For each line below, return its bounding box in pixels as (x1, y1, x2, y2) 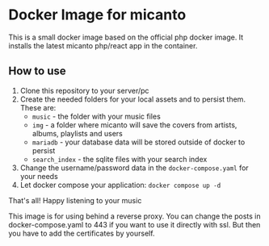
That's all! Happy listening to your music (8, 195, 142, 205)
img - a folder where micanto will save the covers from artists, (32, 119, 237, 130)
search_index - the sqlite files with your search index (32, 154, 208, 164)
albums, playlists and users (32, 128, 123, 138)
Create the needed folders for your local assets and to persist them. (19, 94, 246, 104)
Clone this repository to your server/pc (19, 85, 149, 95)
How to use (8, 65, 66, 78)
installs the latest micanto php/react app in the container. (8, 40, 198, 50)
